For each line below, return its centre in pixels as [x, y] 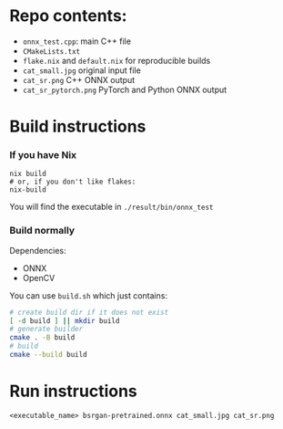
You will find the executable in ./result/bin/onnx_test [111, 207]
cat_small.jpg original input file [81, 70]
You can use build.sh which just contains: [89, 295]
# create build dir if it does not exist [89, 312]
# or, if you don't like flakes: [73, 182]
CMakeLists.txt [51, 51]
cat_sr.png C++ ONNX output [78, 79]
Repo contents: [68, 16]
